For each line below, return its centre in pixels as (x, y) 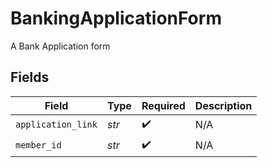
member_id (38, 145)
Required (163, 105)
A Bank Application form (60, 46)
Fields (30, 77)
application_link (56, 125)
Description (223, 105)
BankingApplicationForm (116, 18)
